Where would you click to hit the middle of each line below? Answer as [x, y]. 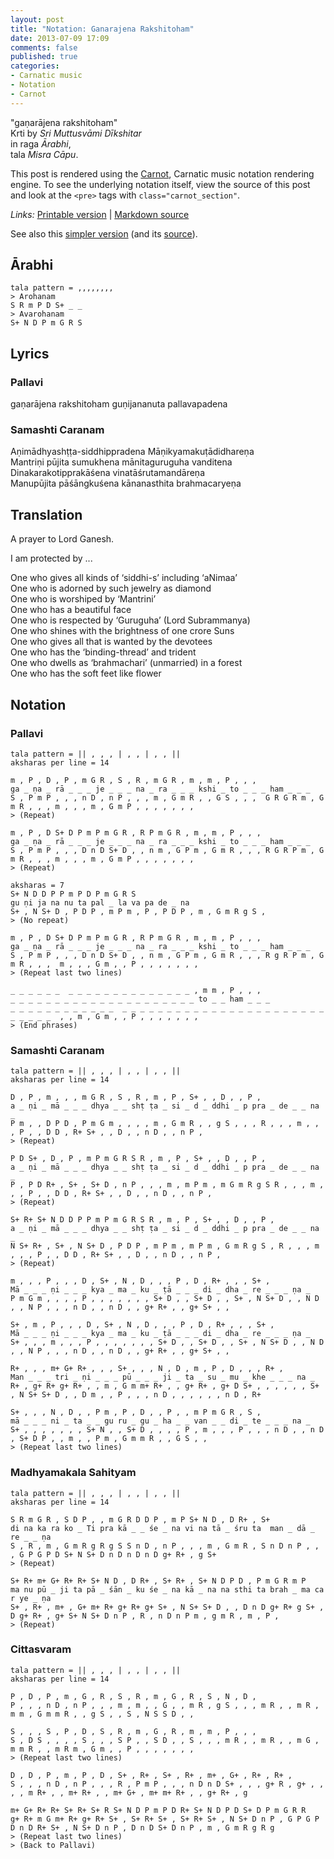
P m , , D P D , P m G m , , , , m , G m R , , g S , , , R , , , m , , [165, 1124]
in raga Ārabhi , [41, 143]
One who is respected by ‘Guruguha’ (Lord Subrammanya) [130, 620]
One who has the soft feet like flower [86, 673]
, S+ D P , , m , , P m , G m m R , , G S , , [109, 1439]
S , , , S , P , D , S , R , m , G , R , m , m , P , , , [133, 1731]
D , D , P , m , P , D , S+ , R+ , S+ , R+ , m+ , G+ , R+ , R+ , [151, 1775]
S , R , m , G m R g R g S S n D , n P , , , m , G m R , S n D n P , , [165, 1546]
